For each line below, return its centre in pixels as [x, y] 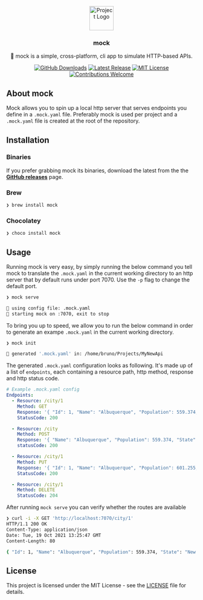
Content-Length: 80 [31, 541]
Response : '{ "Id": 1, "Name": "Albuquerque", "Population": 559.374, [108, 412]
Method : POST [34, 434]
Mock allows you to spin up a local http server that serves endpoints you [97, 108]
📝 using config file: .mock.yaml [48, 308]
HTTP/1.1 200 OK [27, 524]
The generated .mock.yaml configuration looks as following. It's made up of [100, 366]
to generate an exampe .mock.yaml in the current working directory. [90, 332]
